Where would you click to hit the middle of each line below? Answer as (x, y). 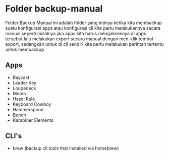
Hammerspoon (28, 109)
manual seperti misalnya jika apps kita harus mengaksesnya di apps (76, 33)
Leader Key (24, 83)
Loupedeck (24, 88)
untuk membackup (25, 49)
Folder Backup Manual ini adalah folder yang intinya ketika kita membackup (84, 23)
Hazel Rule (24, 99)
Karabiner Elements (33, 120)
